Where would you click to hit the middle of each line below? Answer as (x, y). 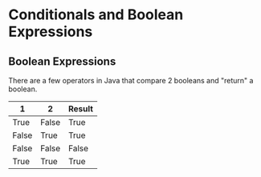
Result (81, 109)
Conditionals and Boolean (96, 15)
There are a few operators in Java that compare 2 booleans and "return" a (131, 80)
